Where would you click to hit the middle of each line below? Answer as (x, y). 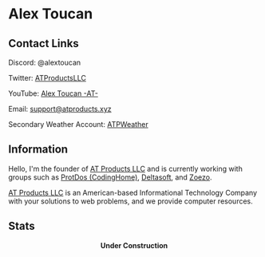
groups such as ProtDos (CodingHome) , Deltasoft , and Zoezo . (110, 177)
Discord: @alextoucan (45, 62)
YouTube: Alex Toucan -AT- (53, 93)
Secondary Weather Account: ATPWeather (79, 124)
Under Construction (134, 245)
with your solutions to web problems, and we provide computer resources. (131, 201)
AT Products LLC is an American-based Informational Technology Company (133, 192)
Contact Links (44, 43)
